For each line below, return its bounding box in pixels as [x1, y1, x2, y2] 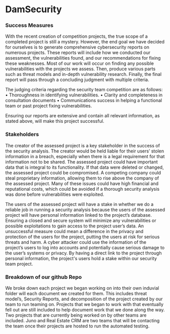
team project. [5, 261, 33, 267]
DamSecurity [5, 4, 62, 15]
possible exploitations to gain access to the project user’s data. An [5, 223, 144, 229]
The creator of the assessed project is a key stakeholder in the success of [5, 142, 160, 148]
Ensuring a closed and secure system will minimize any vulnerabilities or [5, 217, 156, 223]
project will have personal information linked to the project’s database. [5, 212, 152, 218]
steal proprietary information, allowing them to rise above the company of [5, 175, 159, 181]
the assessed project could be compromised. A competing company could [5, 169, 161, 175]
